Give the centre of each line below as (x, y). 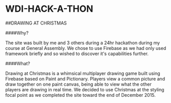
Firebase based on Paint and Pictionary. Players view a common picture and (85, 79)
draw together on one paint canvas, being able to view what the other (79, 84)
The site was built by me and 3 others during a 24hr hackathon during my (83, 43)
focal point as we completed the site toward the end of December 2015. (80, 95)
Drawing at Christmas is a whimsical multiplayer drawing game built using (83, 73)
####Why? (17, 33)
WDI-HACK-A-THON (49, 9)
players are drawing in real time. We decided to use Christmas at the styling (85, 89)
